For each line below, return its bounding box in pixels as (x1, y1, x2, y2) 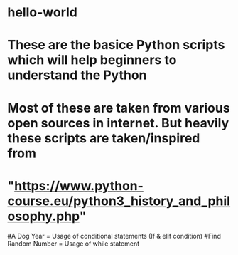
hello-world (7, 4, 78, 21)
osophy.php (7, 208, 80, 224)
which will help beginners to (7, 52, 177, 68)
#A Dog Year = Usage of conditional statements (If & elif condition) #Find (7, 231, 222, 240)
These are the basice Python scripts (7, 37, 225, 53)
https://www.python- (13, 177, 144, 194)
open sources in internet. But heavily (7, 115, 229, 131)
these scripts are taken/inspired (7, 130, 200, 146)
